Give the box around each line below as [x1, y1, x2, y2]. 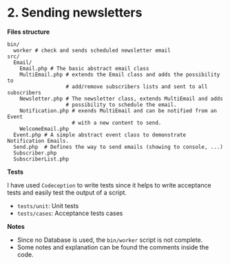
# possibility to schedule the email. [65, 101, 177, 108]
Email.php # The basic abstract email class [19, 65, 149, 72]
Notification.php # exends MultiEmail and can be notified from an [19, 107, 217, 114]
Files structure [7, 28, 50, 36]
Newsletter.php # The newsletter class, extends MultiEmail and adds [19, 95, 224, 102]
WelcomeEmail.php [19, 125, 70, 132]
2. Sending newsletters [7, 5, 143, 21]
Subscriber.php [13, 150, 57, 156]
